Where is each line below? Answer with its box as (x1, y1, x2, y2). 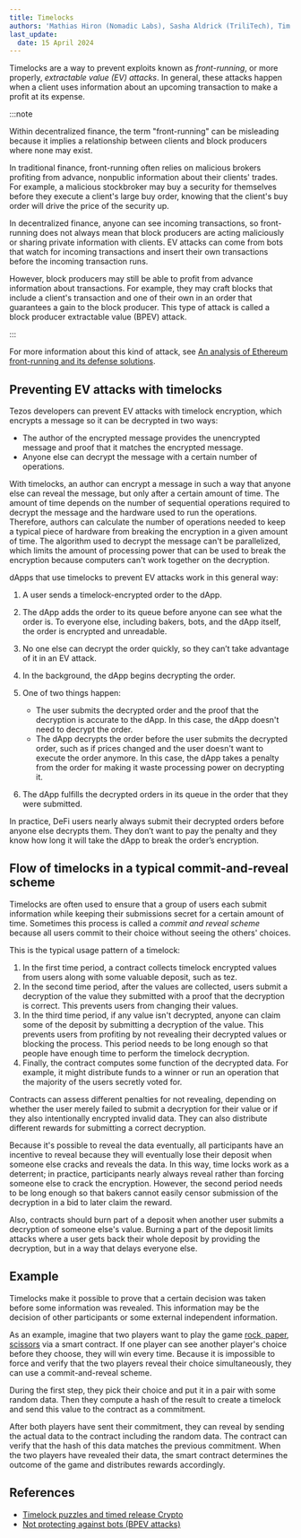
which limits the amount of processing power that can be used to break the (9, 545, 287, 556)
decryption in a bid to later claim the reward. (9, 1196, 173, 1207)
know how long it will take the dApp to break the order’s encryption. (9, 835, 260, 846)
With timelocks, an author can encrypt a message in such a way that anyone (9, 479, 291, 490)
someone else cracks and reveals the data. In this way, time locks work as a (9, 1159, 289, 1169)
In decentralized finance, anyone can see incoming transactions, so (9, 218, 259, 229)
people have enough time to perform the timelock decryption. (21, 1047, 250, 1058)
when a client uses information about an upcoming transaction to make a (9, 82, 279, 92)
